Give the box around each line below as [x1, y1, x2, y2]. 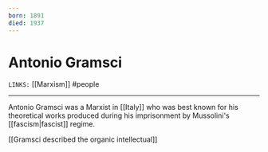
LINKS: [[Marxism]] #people [8, 80, 100, 89]
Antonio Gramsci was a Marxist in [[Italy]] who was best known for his [8, 103, 239, 112]
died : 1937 [8, 19, 45, 27]
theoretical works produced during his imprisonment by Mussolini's [8, 111, 230, 120]
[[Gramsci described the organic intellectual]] [8, 134, 158, 144]
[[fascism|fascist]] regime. [8, 119, 96, 129]
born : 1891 [8, 11, 45, 20]
